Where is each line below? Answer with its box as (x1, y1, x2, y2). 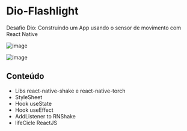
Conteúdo (6, 71, 44, 82)
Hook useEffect (14, 106, 54, 114)
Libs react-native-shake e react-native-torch (14, 87, 126, 94)
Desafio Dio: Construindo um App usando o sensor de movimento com (6, 24, 182, 31)
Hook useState (14, 100, 52, 107)
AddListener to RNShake (14, 112, 76, 120)
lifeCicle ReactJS (14, 119, 58, 126)
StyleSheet (14, 93, 43, 100)
